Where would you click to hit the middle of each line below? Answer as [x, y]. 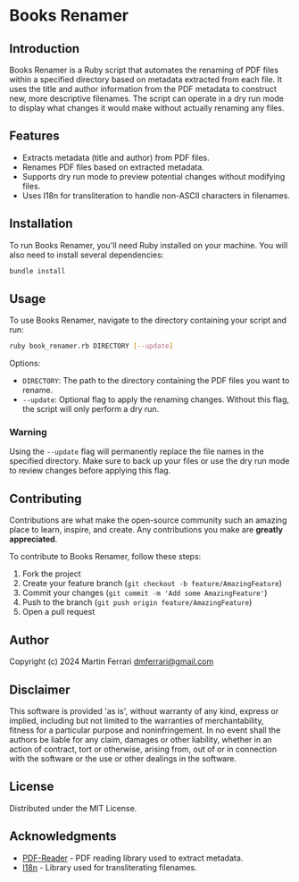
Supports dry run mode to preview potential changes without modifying [154, 176]
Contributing [46, 498]
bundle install [37, 271]
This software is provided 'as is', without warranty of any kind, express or [144, 710]
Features [34, 136]
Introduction [45, 49]
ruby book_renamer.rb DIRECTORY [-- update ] [91, 346]
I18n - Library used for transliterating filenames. [110, 867]
